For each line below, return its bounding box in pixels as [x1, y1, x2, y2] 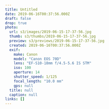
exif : [9, 47, 21, 52]
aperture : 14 [14, 70, 40, 75]
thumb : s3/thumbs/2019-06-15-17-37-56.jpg [9, 34, 96, 39]
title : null [9, 88, 34, 93]
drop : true [5, 20, 27, 26]
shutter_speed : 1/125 [14, 74, 57, 79]
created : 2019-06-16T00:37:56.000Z [9, 43, 81, 48]
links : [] [5, 97, 25, 102]
